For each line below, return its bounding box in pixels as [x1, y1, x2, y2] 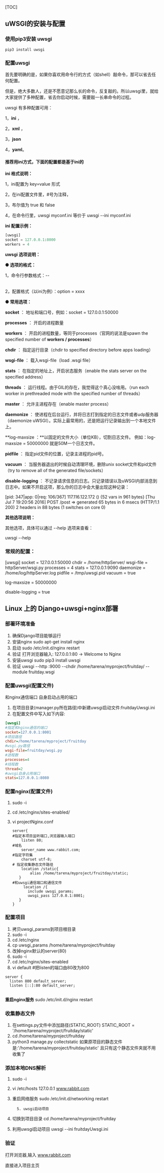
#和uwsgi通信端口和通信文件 [12, 880, 62, 885]
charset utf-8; [21, 856, 52, 862]
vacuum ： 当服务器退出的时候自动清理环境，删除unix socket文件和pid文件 [5, 461, 157, 467]
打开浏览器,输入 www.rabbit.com [5, 1152, 71, 1158]
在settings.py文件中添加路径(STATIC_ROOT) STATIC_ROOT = [12, 1022, 135, 1028]
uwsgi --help [5, 535, 31, 540]
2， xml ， [5, 126, 25, 131]
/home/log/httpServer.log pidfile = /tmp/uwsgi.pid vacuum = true [5, 570, 136, 575]
